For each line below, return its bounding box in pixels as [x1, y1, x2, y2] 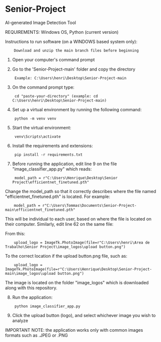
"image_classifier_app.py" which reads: [12, 166, 92, 172]
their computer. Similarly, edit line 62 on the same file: [5, 221, 114, 227]
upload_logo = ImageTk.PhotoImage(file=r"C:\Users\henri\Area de [14, 240, 150, 245]
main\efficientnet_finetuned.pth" [5, 207, 76, 212]
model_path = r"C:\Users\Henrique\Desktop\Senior [14, 175, 118, 180]
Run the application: [12, 294, 53, 300]
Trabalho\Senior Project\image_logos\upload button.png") [5, 244, 126, 249]
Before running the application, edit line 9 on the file [12, 161, 117, 167]
